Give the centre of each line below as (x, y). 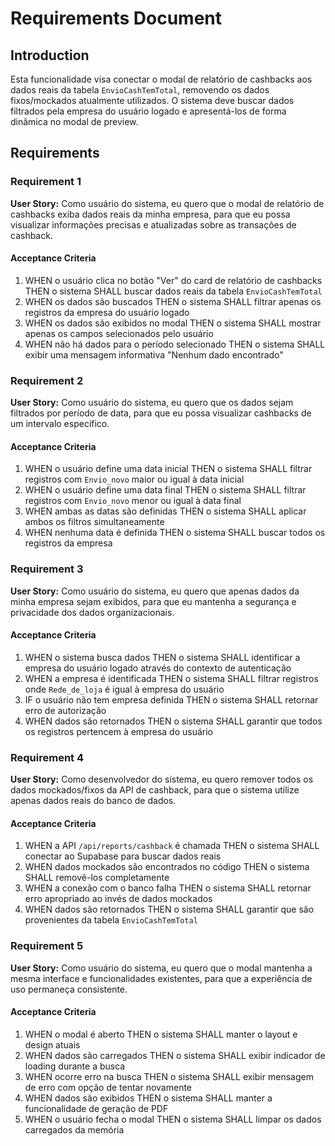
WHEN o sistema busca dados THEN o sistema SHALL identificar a (162, 657)
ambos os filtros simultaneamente (94, 522)
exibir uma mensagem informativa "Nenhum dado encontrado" (154, 354)
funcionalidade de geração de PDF (96, 1108)
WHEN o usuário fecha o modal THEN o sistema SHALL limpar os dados (173, 1119)
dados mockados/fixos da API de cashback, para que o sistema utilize (155, 790)
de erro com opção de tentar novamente (108, 1087)
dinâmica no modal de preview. (74, 121)
